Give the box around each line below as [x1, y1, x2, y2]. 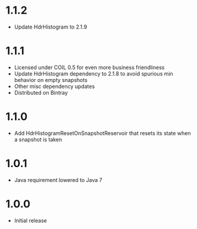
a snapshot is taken [14, 136, 62, 143]
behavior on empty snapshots [14, 76, 87, 83]
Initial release [14, 217, 47, 224]
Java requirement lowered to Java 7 [14, 176, 102, 183]
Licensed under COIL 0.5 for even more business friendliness [14, 64, 165, 71]
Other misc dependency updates [14, 83, 95, 90]
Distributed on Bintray [14, 89, 68, 96]
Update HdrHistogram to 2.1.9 [14, 23, 87, 30]
